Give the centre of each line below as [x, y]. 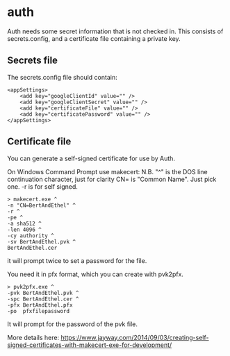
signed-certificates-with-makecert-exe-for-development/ [90, 345]
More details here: [33, 337]
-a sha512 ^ [24, 223]
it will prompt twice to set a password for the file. [77, 260]
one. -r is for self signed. [43, 186]
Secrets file [32, 61]
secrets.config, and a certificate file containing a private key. [94, 38]
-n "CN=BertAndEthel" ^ [42, 205]
